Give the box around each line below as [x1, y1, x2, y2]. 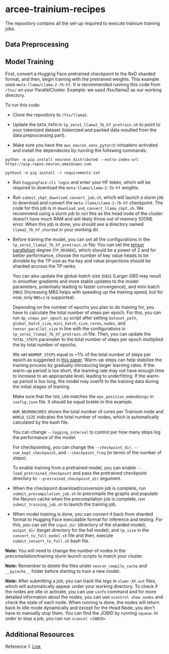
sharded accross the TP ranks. [12, 263, 77, 269]
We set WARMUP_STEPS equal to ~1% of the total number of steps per [12, 352, 151, 358]
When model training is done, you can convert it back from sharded [12, 511, 153, 517]
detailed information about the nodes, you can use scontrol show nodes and [5, 594, 163, 600]
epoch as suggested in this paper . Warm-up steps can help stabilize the [12, 357, 162, 363]
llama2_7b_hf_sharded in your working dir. [12, 227, 99, 233]
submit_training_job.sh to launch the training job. [12, 501, 117, 508]
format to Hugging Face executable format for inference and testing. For [12, 516, 163, 523]
